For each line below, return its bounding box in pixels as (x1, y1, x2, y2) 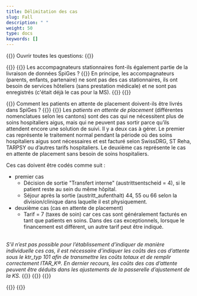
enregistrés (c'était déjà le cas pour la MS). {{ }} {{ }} (6, 89, 132, 96)
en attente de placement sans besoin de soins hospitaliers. (6, 150, 149, 157)
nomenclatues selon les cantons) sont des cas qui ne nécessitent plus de (6, 113, 185, 120)
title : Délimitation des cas (6, 8, 78, 15)
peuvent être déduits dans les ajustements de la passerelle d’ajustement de (6, 266, 191, 273)
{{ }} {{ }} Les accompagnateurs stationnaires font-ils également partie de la (6, 64, 188, 71)
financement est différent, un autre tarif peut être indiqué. (23, 223, 164, 230)
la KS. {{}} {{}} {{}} (6, 272, 51, 279)
